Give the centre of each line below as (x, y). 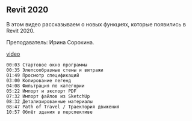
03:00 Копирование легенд (39, 80)
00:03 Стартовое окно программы (47, 65)
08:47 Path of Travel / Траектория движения (63, 107)
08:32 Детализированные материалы (50, 101)
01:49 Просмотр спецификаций (43, 75)
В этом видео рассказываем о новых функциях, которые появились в (96, 24)
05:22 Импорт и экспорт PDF (42, 91)
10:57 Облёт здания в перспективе (50, 112)
